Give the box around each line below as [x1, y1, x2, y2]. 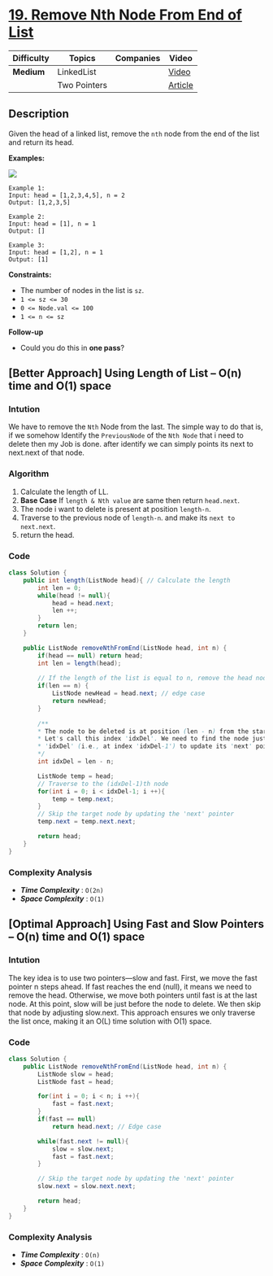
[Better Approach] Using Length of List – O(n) [8, 366, 242, 380]
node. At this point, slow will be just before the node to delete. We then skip [8, 999, 262, 1008]
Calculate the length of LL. [19, 487, 109, 496]
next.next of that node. [8, 448, 85, 457]
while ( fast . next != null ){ [37, 1137, 129, 1145]
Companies [115, 52, 161, 63]
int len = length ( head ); [37, 659, 122, 667]
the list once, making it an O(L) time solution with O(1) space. [8, 1016, 212, 1026]
